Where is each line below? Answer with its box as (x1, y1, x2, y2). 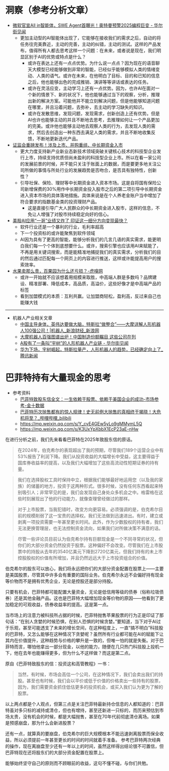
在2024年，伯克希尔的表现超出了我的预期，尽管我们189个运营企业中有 (17, 447, 164, 453)
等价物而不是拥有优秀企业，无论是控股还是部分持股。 (5, 578, 116, 584)
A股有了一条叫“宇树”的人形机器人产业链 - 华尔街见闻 (20, 340, 129, 346)
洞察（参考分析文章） (5, 5, 94, 16)
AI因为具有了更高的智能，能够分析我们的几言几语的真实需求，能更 (20, 236, 157, 242)
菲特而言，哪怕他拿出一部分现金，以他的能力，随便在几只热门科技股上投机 (5, 644, 159, 650)
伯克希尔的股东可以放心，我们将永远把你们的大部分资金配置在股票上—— (5, 565, 155, 571)
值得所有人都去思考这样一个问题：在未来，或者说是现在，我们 (29, 47, 157, 53)
